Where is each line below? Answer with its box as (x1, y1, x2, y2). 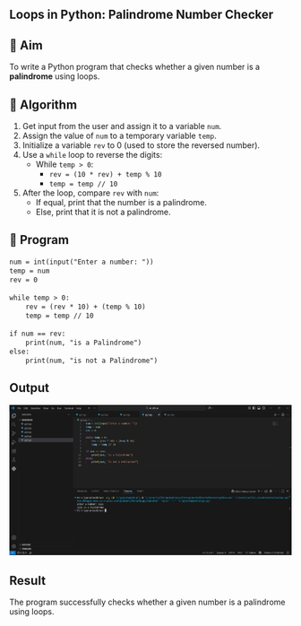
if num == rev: (9, 329, 66, 338)
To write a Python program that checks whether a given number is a (9, 62, 261, 73)
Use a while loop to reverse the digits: (21, 150, 163, 161)
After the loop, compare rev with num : (21, 187, 159, 198)
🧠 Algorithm (9, 97, 78, 112)
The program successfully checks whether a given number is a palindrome (9, 596, 286, 607)
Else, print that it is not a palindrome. (35, 206, 172, 218)
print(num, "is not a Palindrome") (25, 356, 159, 365)
